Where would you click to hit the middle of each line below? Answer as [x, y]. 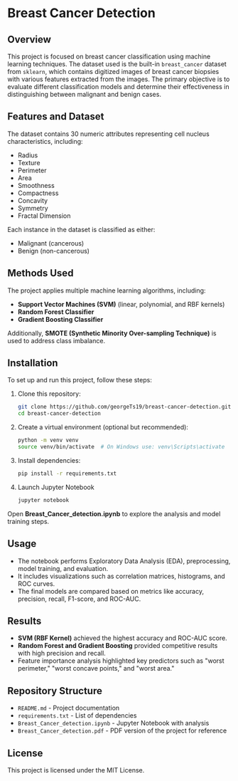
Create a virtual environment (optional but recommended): [103, 427]
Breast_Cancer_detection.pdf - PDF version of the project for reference [122, 730]
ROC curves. [36, 583]
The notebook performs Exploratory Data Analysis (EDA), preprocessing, [124, 561]
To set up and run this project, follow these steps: [80, 380]
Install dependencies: [49, 460]
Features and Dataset [56, 116]
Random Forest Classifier [56, 312]
